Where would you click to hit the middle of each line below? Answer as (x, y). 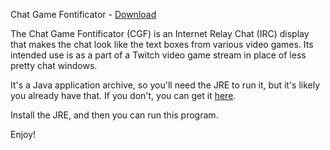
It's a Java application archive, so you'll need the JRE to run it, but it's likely (165, 85)
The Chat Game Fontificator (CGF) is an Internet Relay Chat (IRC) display (160, 33)
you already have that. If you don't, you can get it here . (123, 95)
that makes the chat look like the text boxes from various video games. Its (162, 44)
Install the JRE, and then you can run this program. (114, 115)
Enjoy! (23, 134)
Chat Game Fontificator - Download (83, 14)
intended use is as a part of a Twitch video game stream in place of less (158, 55)
